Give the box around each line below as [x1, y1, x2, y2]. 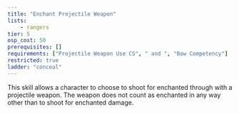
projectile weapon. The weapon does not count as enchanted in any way [7, 90, 221, 99]
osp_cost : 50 [7, 37, 46, 44]
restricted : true [7, 57, 59, 64]
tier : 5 [7, 30, 31, 38]
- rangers [20, 24, 50, 31]
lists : [7, 17, 27, 24]
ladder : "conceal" [7, 63, 62, 71]
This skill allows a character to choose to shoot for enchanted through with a [7, 83, 233, 91]
